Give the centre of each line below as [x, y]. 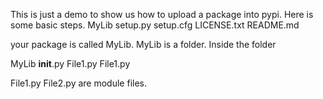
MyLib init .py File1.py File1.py [70, 63]
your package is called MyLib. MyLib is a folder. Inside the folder [143, 44]
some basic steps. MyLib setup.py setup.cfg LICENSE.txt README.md [155, 25]
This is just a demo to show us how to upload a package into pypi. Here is [162, 14]
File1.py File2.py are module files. [78, 83]
